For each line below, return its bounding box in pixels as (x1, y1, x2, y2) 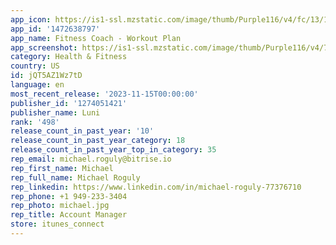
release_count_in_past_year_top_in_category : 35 (10, 145, 217, 155)
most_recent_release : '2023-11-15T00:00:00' (10, 89, 199, 99)
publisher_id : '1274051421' (10, 98, 128, 108)
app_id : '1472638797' (10, 24, 101, 34)
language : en (10, 80, 65, 90)
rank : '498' (10, 117, 60, 127)
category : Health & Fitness (10, 52, 128, 62)
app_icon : (10, 14, 52, 25)
